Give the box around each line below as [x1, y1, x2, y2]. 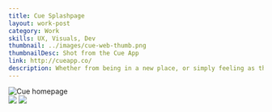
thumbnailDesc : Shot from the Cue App [8, 49, 139, 57]
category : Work [8, 27, 60, 35]
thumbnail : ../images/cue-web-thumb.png [8, 42, 147, 50]
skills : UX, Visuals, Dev [8, 34, 96, 43]
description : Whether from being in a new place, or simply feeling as [8, 64, 255, 73]
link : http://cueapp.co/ [8, 57, 92, 65]
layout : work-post [8, 19, 70, 27]
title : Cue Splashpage [8, 11, 85, 20]
